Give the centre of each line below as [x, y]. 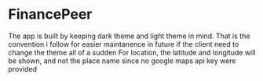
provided [23, 69]
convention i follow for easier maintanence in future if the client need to [124, 44]
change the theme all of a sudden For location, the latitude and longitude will [132, 52]
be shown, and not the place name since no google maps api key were [122, 61]
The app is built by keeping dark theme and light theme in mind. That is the [129, 36]
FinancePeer [50, 14]
